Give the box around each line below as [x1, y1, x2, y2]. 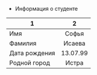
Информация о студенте [14, 5, 78, 12]
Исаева [63, 39, 86, 47]
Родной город [9, 59, 50, 67]
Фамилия [9, 39, 37, 47]
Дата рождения [9, 49, 55, 57]
